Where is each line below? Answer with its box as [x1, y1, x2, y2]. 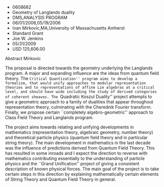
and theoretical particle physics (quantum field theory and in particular [5, 135, 148, 140]
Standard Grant [12, 31, 43, 36]
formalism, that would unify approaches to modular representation [5, 81, 146, 86]
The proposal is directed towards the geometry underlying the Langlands [5, 65, 153, 71]
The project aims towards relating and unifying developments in [5, 124, 134, 130]
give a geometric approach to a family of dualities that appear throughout [5, 99, 154, 105]
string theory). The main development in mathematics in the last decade [5, 140, 151, 146]
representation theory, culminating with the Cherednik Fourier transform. [5, 104, 152, 110]
